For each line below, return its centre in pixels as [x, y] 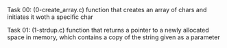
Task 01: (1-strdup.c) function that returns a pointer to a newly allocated [108, 30]
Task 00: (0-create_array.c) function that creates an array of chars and [107, 10]
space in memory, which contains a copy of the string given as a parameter [114, 37]
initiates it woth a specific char [50, 17]
